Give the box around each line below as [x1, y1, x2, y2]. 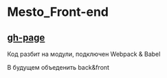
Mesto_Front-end [7, 4, 109, 20]
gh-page [7, 32, 45, 43]
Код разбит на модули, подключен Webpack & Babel [7, 50, 161, 58]
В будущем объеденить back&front [7, 64, 110, 71]
